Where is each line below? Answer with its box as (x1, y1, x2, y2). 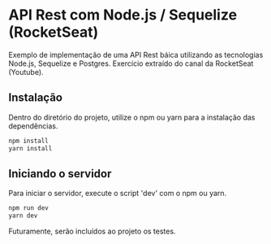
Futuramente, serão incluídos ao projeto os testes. (8, 226, 176, 237)
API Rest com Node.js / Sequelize (8, 6, 238, 24)
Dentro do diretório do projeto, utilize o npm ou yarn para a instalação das (8, 112, 256, 122)
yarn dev (8, 211, 38, 220)
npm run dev (8, 204, 49, 212)
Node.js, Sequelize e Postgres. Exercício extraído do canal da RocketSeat (8, 59, 254, 68)
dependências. (8, 120, 58, 131)
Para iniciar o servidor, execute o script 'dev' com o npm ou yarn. (8, 189, 227, 198)
